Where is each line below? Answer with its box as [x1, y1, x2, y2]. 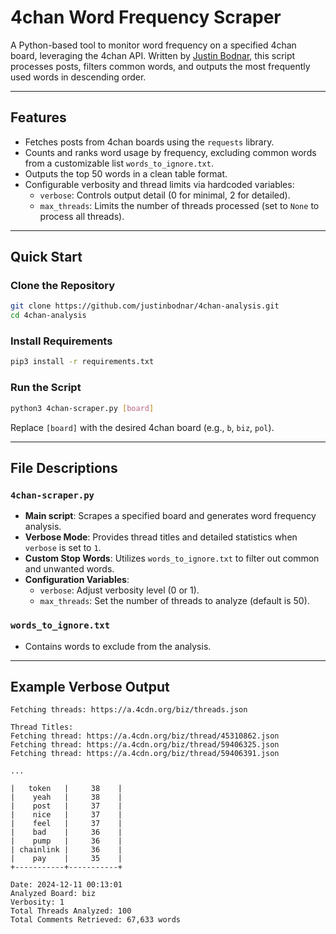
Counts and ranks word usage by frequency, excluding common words [24, 146, 317, 158]
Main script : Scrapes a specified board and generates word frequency [24, 510, 317, 522]
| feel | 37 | [10, 819, 123, 829]
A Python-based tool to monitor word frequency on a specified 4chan [10, 39, 297, 51]
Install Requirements [10, 334, 113, 348]
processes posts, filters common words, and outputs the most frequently [10, 60, 311, 72]
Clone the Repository [10, 279, 116, 293]
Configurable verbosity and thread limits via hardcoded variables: [24, 178, 295, 190]
